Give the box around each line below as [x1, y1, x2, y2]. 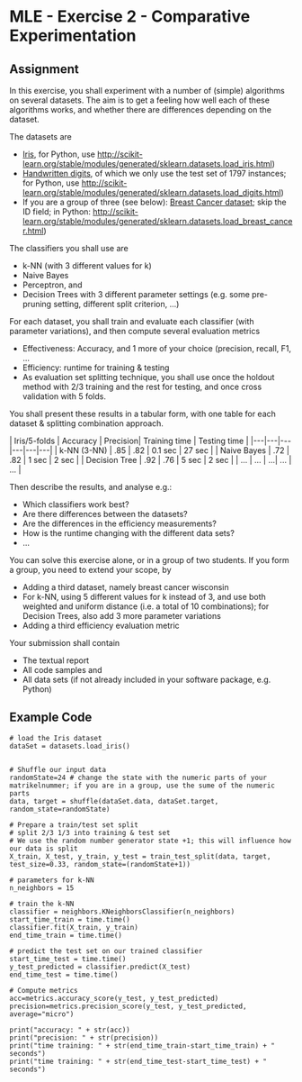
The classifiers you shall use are [9, 243, 129, 253]
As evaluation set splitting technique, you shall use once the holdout [22, 372, 275, 382]
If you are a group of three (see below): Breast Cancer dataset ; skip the [22, 196, 287, 207]
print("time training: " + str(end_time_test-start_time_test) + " [9, 1057, 268, 1066]
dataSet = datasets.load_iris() [9, 741, 130, 750]
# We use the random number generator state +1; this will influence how [9, 836, 292, 845]
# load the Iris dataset [9, 733, 102, 742]
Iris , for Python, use [22, 149, 96, 159]
